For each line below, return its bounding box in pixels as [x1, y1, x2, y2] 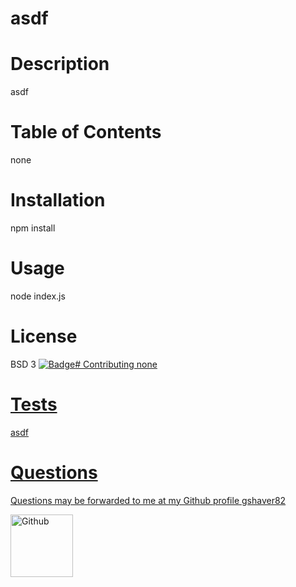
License [10, 325, 78, 348]
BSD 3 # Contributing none [10, 358, 158, 370]
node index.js [10, 290, 66, 302]
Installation [10, 189, 106, 212]
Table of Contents [10, 121, 162, 144]
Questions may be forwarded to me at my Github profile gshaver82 [10, 494, 287, 506]
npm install [10, 222, 56, 234]
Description [10, 53, 110, 76]
